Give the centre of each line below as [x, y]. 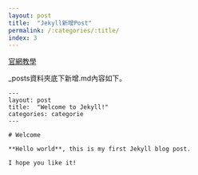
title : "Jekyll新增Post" [50, 23]
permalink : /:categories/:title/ [64, 30]
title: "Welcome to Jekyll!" [59, 107]
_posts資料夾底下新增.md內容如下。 [67, 78]
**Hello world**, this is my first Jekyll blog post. [100, 149]
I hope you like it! [43, 163]
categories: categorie [46, 115]
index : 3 [23, 38]
